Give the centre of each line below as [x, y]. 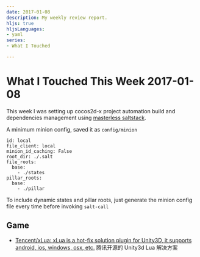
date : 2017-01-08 [28, 12]
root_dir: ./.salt [30, 157]
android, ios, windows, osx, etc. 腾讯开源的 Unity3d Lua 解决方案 [96, 247]
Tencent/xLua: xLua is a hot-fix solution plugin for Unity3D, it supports [103, 240]
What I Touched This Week [76, 81]
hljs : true [20, 23]
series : [16, 40]
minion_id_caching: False [39, 151]
